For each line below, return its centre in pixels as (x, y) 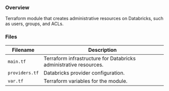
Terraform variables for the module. (86, 81)
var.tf (16, 81)
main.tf (17, 61)
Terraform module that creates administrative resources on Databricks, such (84, 19)
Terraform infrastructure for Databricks (90, 58)
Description (102, 50)
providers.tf (23, 73)
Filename (23, 50)
